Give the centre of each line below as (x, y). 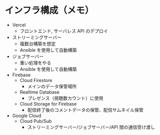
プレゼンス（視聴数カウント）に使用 (65, 98)
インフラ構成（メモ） (49, 10)
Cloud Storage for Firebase (48, 104)
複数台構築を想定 (38, 43)
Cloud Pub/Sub (36, 121)
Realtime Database (39, 92)
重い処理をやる (35, 63)
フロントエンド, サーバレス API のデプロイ (64, 31)
